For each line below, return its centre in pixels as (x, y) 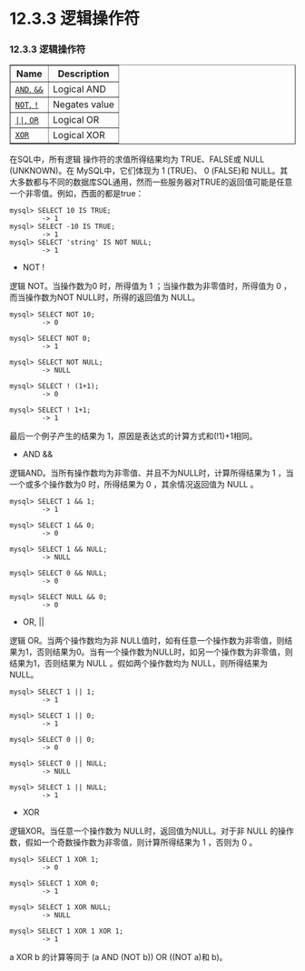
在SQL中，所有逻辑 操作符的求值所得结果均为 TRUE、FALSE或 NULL (137, 159)
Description (84, 74)
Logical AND (79, 89)
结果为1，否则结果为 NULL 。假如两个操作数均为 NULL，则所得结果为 (139, 664)
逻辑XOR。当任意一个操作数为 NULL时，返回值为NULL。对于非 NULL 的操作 (152, 831)
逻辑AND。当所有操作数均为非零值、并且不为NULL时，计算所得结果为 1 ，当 (152, 473)
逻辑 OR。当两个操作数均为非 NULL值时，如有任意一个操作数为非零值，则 (147, 641)
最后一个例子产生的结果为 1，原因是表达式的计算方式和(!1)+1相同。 (133, 436)
